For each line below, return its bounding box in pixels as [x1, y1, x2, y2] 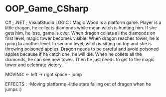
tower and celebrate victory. [5, 62, 63, 68]
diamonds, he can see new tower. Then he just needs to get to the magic [5, 56, 155, 62]
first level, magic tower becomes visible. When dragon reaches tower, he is [5, 35, 160, 41]
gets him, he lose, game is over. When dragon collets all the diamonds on [5, 30, 156, 36]
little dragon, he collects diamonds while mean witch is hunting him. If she [5, 24, 157, 30]
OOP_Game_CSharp [5, 3, 89, 14]
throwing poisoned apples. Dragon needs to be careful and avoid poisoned [5, 46, 159, 52]
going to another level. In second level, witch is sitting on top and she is [5, 40, 152, 46]
